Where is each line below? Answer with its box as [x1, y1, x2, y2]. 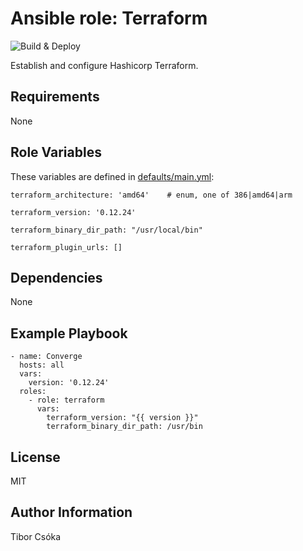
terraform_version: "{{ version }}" [46, 413, 199, 423]
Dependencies [10, 269, 103, 286]
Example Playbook [10, 325, 128, 342]
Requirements [10, 88, 100, 106]
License [10, 448, 61, 466]
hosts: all [19, 360, 65, 371]
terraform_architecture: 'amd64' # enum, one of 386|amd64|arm [10, 190, 293, 200]
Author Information [10, 504, 133, 521]
